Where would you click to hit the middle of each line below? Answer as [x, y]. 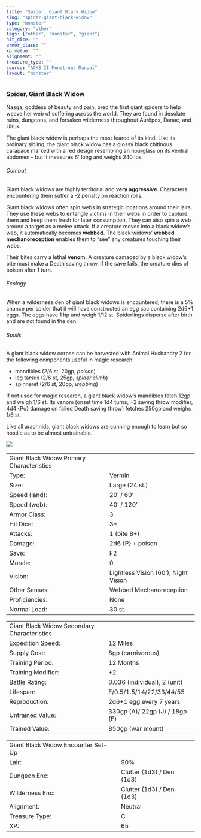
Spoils [14, 335]
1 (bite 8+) [125, 534]
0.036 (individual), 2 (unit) [146, 682]
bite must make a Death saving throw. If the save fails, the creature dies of [98, 263]
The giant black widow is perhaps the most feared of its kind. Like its [91, 138]
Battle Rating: [28, 682]
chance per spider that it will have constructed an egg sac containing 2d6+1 [100, 308]
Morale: [20, 563]
